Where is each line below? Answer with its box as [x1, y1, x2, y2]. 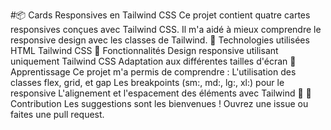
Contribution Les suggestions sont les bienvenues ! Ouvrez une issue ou [10, 98, 309, 109]
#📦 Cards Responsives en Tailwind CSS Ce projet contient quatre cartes [10, 9, 311, 21]
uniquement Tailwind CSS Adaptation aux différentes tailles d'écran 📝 [10, 55, 297, 67]
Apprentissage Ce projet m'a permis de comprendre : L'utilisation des [10, 66, 297, 78]
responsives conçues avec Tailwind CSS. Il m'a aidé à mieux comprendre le [10, 24, 322, 35]
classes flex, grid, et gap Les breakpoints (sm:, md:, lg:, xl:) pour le [10, 77, 285, 88]
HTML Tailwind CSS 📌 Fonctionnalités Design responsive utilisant [10, 45, 279, 56]
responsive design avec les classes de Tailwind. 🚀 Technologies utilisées [10, 34, 310, 46]
